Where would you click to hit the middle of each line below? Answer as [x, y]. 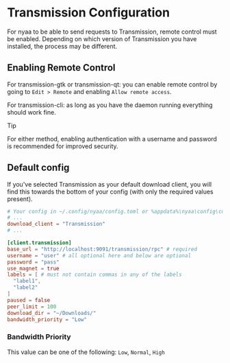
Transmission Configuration [88, 13]
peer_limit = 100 [32, 307]
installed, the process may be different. [62, 46]
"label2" [26, 288]
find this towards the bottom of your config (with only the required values [110, 191]
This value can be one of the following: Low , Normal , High [86, 352]
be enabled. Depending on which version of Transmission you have [102, 38]
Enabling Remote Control [61, 68]
